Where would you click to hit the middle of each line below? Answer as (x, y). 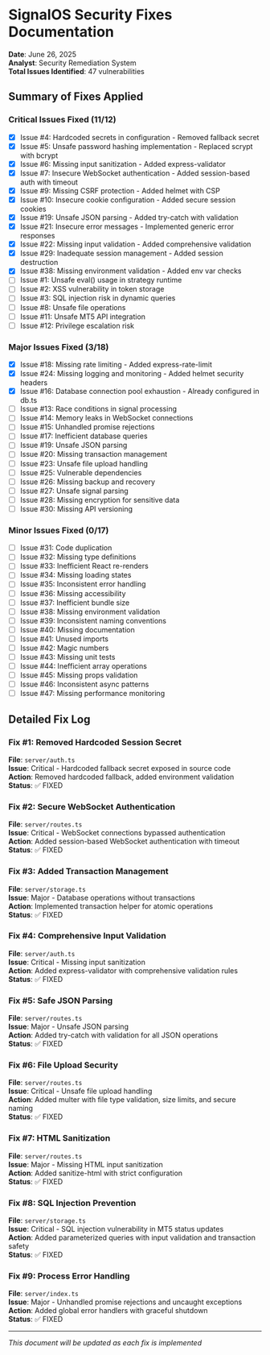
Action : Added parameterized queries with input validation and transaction (132, 1237)
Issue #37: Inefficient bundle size (75, 603)
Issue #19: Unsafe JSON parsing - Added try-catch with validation (129, 218)
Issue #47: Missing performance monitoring (92, 694)
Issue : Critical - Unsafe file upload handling (80, 1091)
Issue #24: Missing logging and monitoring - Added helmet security (132, 374)
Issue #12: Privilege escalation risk (77, 325)
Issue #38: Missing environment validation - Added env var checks (131, 271)
